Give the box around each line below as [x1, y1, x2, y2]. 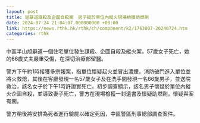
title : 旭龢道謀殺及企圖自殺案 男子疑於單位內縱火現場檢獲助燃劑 [6, 14, 149, 20]
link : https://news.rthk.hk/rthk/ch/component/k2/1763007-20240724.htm [6, 25, 187, 31]
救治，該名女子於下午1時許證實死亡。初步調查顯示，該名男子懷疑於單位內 [6, 83, 186, 90]
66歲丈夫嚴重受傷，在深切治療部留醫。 [11, 55, 107, 62]
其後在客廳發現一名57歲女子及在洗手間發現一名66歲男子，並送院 [32, 75, 191, 83]
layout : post [6, 8, 39, 15]
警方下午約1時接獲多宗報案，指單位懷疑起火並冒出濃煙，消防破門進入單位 [6, 68, 186, 75]
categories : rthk [6, 31, 49, 37]
